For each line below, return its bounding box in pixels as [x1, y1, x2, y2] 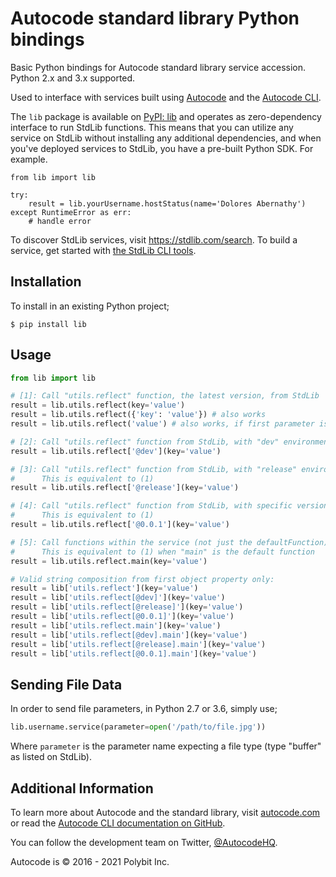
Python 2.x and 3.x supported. [10, 72, 136, 84]
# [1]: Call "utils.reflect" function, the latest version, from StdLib [10, 391, 320, 401]
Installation [10, 273, 82, 291]
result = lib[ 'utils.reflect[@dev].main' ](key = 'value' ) [10, 630, 248, 640]
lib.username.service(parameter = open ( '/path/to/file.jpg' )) [10, 722, 267, 732]
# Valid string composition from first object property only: [10, 574, 275, 584]
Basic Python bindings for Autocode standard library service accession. [10, 61, 307, 73]
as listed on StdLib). [10, 751, 92, 763]
